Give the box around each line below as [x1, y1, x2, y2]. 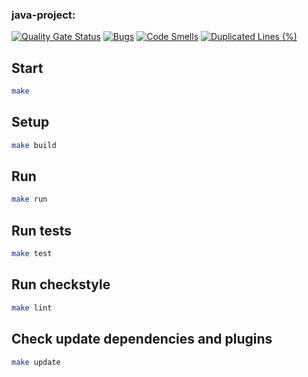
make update [11, 357, 61, 367]
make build [11, 140, 57, 150]
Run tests [11, 222, 72, 239]
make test [11, 249, 53, 259]
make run [11, 194, 48, 205]
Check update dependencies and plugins [11, 331, 273, 348]
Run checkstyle [11, 276, 111, 293]
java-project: [11, 8, 76, 22]
